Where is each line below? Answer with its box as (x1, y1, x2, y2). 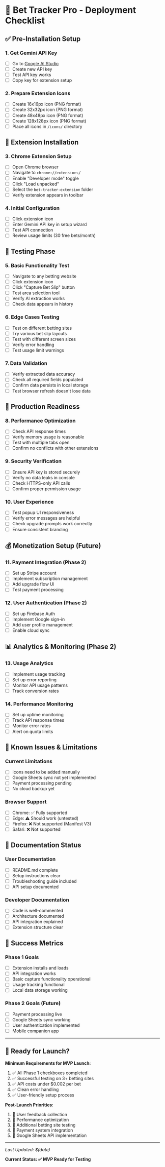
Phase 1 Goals (5, 954, 39, 961)
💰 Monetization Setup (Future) (5, 542, 102, 550)
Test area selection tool (12, 290, 60, 296)
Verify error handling (12, 342, 55, 348)
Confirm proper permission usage (12, 486, 81, 492)
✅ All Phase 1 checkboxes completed (12, 1070, 87, 1076)
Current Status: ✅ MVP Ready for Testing (5, 1156, 91, 1162)
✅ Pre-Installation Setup (5, 35, 81, 43)
